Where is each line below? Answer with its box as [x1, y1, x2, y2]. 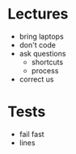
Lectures [7, 5, 69, 23]
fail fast [19, 129, 45, 139]
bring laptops [19, 31, 64, 41]
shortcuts [31, 57, 64, 67]
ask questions [19, 48, 66, 58]
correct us [19, 74, 54, 84]
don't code [19, 40, 56, 49]
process [31, 65, 59, 75]
